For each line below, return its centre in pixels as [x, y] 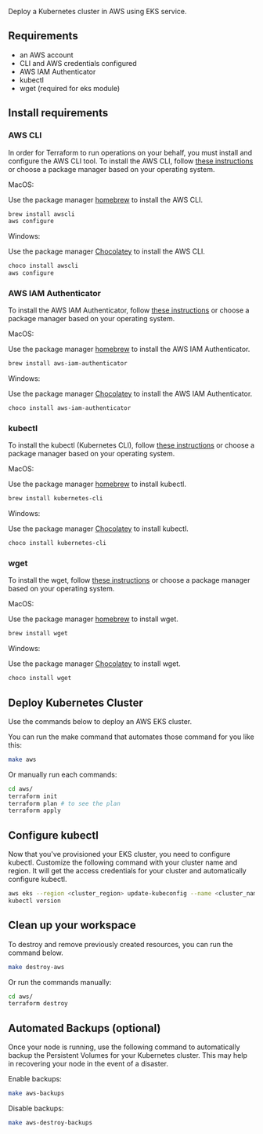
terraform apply [34, 811]
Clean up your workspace [72, 925]
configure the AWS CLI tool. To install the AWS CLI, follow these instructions [131, 161]
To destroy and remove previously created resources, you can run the [121, 944]
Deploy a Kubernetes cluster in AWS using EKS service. [97, 11]
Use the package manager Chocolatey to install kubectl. [99, 529]
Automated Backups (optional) [85, 1028]
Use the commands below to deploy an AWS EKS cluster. [100, 721]
